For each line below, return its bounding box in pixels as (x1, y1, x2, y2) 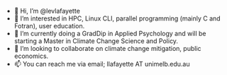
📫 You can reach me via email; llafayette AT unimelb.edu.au (13, 60, 190, 68)
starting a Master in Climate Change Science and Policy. (13, 37, 179, 45)
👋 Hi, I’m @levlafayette (13, 7, 80, 15)
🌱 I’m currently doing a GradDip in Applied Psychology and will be (13, 29, 206, 37)
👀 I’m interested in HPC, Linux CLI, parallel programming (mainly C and (13, 14, 221, 23)
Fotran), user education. (13, 22, 85, 30)
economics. (13, 52, 49, 60)
